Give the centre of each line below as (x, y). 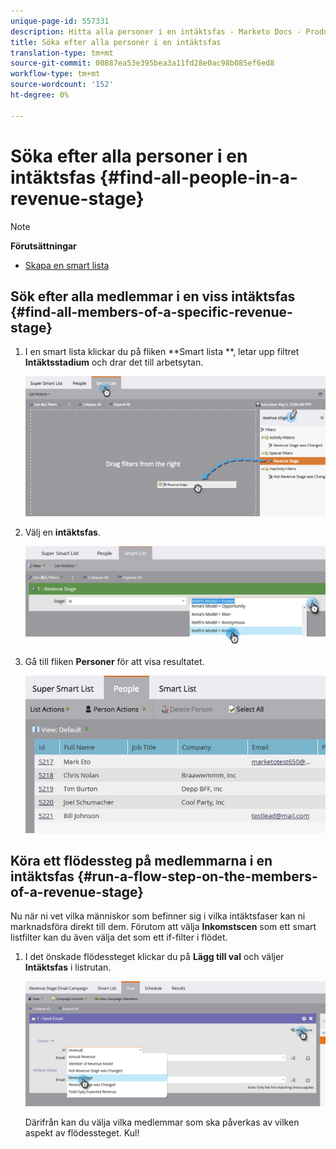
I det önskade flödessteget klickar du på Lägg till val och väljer (154, 957)
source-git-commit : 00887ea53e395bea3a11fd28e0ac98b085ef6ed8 (142, 63)
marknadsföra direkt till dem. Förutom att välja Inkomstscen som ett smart (163, 927)
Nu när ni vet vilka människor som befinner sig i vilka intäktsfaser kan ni (158, 916)
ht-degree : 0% (40, 95)
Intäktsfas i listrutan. (68, 967)
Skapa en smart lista (67, 265)
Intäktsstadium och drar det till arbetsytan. (114, 362)
